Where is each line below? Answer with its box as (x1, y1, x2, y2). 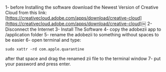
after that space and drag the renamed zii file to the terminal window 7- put (5, 55, 161, 61)
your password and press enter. (5, 61, 71, 67)
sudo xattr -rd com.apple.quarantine (5, 47, 85, 52)
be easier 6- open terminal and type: (5, 37, 81, 43)
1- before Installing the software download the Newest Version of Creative (5, 5, 158, 10)
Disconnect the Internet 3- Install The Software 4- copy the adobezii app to (5, 26, 161, 32)
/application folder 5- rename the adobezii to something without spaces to (5, 32, 159, 37)
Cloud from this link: (5, 10, 47, 16)
